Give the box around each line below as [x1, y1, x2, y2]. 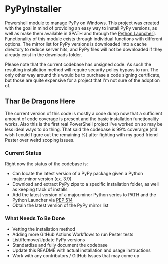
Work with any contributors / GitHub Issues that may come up [12, 253, 140, 259]
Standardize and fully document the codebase [12, 242, 108, 248]
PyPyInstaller [5, 3, 62, 15]
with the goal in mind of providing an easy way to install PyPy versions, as [5, 25, 157, 31]
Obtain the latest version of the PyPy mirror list [12, 202, 109, 208]
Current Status [5, 149, 42, 156]
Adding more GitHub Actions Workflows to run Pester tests [12, 231, 134, 238]
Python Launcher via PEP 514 [12, 197, 73, 203]
